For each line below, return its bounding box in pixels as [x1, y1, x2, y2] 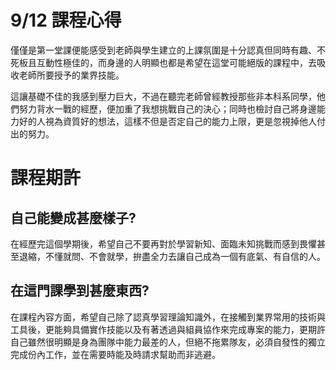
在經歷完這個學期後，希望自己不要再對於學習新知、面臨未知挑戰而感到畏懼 [10, 237, 317, 250]
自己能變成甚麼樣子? [10, 209, 137, 226]
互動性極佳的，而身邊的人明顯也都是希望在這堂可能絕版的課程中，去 [36, 56, 317, 68]
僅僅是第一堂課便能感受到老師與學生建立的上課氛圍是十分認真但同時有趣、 [10, 44, 317, 56]
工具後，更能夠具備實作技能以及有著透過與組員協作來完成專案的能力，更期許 [10, 323, 326, 335]
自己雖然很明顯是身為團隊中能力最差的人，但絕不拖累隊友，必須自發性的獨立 [10, 336, 326, 348]
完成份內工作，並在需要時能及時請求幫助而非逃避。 [10, 348, 221, 360]
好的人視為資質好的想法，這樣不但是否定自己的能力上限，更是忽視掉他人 [18, 115, 317, 127]
